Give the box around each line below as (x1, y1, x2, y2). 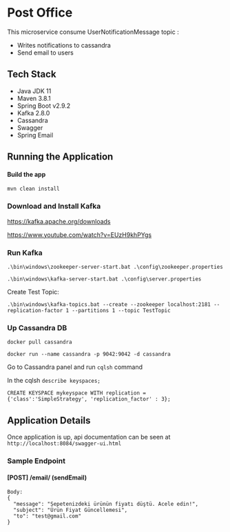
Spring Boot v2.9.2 (17, 102, 71, 110)
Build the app (7, 170, 46, 178)
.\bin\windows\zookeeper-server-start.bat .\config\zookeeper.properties (7, 263, 224, 270)
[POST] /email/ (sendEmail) (7, 473, 87, 482)
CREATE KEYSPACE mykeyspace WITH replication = (7, 390, 147, 397)
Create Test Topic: (7, 287, 60, 296)
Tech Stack (7, 68, 56, 80)
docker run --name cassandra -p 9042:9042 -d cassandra (7, 351, 171, 358)
